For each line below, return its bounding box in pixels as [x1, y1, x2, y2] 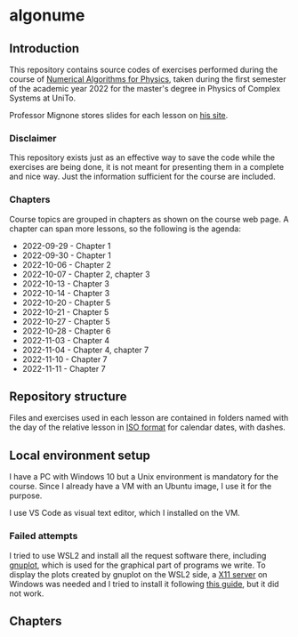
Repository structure [9, 389, 127, 404]
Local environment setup [9, 448, 151, 463]
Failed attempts [9, 530, 78, 543]
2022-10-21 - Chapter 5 [21, 306, 109, 317]
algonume [9, 5, 85, 26]
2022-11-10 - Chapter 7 [21, 353, 109, 365]
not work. [9, 588, 44, 599]
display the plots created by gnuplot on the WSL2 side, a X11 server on [9, 568, 268, 579]
